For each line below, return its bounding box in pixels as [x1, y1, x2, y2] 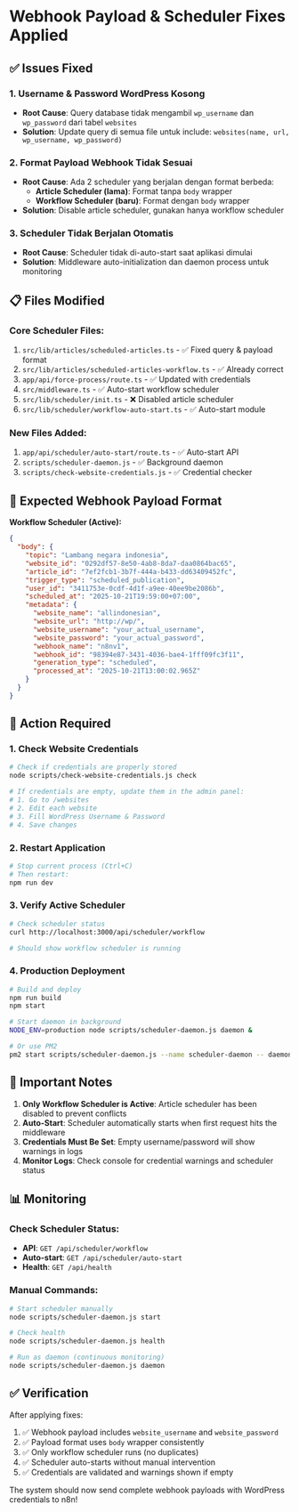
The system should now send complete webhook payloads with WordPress [9, 1484, 285, 1495]
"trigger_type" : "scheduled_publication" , [25, 576, 185, 585]
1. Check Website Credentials [9, 743, 140, 756]
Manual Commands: [9, 1284, 99, 1297]
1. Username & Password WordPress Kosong [9, 87, 206, 100]
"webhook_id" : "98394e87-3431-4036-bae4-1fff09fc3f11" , [32, 650, 245, 659]
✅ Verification [9, 1386, 89, 1401]
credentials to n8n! [9, 1493, 78, 1505]
